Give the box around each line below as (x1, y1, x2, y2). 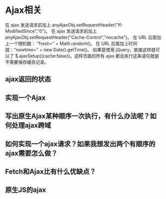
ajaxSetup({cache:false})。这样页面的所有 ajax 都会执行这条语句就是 (19, 53, 159, 59)
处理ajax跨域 (11, 121, 51, 130)
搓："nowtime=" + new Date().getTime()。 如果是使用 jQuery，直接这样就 (5, 47, 156, 53)
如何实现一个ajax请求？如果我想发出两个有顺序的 (5, 139, 156, 148)
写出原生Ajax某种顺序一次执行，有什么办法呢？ (5, 112, 150, 121)
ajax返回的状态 (5, 75, 51, 83)
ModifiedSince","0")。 (5, 28, 51, 34)
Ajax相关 (5, 4, 42, 16)
